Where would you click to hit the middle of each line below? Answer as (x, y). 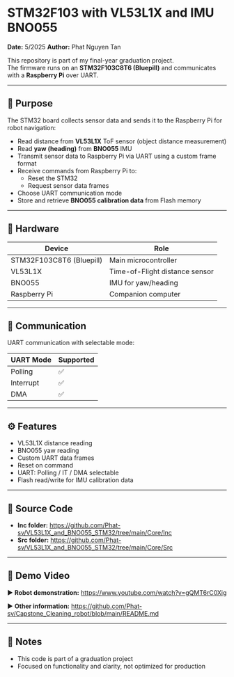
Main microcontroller (143, 260)
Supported (76, 360)
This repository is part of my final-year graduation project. (91, 60)
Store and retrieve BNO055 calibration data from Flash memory (109, 200)
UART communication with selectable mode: (71, 343)
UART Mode (31, 360)
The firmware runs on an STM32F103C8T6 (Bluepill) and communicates (112, 67)
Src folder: (33, 540)
